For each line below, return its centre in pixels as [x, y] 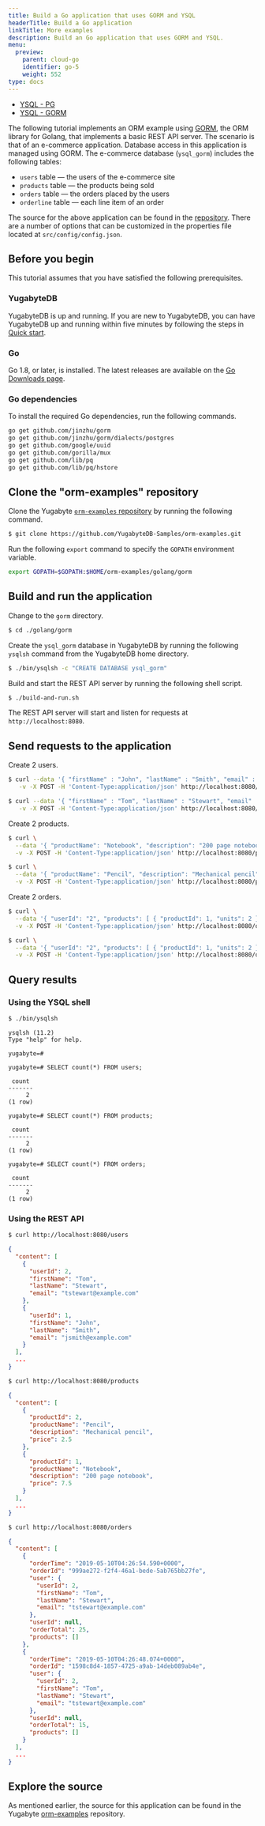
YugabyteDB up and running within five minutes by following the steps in [126, 324]
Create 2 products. [39, 824]
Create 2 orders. [35, 897]
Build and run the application [80, 596]
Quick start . [27, 332]
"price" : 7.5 [50, 1484]
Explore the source [56, 1787]
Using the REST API [46, 1218]
